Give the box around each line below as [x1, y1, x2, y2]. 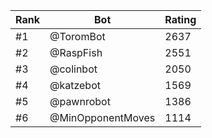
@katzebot [49, 79, 101, 92]
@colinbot [49, 62, 98, 76]
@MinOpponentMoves [49, 111, 156, 124]
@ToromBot [49, 30, 106, 43]
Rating [164, 13, 197, 26]
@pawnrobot [49, 95, 111, 108]
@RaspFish [49, 46, 103, 59]
